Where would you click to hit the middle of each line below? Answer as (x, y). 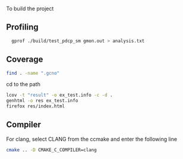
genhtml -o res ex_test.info (42, 101)
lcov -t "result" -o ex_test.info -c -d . (59, 95)
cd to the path (23, 84)
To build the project (30, 9)
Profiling (22, 27)
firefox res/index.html (36, 106)
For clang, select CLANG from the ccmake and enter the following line (91, 139)
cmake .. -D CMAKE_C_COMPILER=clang (51, 150)
